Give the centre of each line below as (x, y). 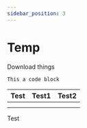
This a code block (33, 79)
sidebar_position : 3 (37, 13)
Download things (31, 67)
